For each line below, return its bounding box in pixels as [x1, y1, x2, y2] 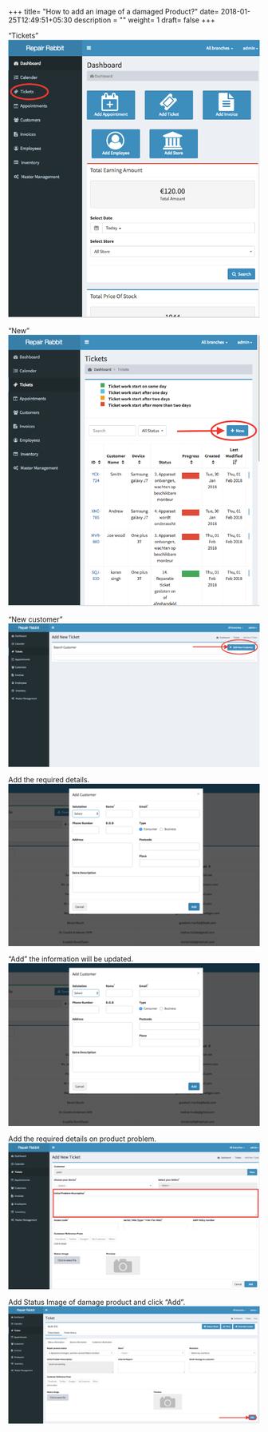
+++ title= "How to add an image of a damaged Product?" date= [8, 7, 219, 16]
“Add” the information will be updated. [8, 954, 134, 964]
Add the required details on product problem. [8, 1134, 157, 1144]
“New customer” [8, 615, 63, 624]
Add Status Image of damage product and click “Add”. [8, 1298, 186, 1307]
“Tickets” [8, 31, 39, 40]
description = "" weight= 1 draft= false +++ [73, 15, 215, 25]
